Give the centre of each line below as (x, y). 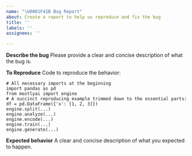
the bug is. (19, 62)
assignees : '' (23, 33)
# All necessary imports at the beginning (59, 84)
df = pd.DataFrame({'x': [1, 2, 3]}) (52, 104)
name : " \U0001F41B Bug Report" (44, 11)
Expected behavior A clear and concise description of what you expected (95, 141)
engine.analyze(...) (31, 114)
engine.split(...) (28, 109)
